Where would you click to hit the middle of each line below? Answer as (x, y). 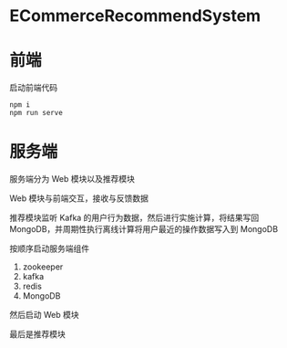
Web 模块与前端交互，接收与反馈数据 (79, 198)
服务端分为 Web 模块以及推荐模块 (72, 179)
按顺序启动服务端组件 (49, 248)
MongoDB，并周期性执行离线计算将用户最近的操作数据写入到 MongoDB (144, 229)
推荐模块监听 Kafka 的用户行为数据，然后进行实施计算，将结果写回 (134, 218)
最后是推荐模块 (37, 334)
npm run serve (36, 113)
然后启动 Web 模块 (44, 315)
